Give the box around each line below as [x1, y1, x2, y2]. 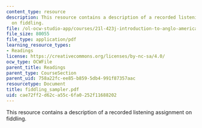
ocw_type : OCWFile [6, 59, 52, 65]
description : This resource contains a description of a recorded [6, 14, 176, 20]
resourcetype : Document [6, 81, 66, 87]
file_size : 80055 [6, 31, 50, 37]
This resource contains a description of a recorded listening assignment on [6, 108, 192, 115]
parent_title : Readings [6, 64, 66, 71]
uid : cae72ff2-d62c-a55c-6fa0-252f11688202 [6, 92, 117, 98]
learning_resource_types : [6, 42, 71, 48]
